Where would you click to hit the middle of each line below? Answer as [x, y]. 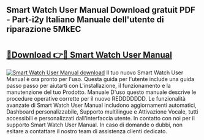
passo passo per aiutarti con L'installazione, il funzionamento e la [89, 86]
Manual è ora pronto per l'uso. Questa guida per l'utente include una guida [100, 79]
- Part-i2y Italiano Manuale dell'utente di [85, 20]
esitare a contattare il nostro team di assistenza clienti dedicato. [87, 131]
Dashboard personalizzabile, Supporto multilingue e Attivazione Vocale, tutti [102, 112]
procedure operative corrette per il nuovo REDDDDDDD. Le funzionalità [96, 99]
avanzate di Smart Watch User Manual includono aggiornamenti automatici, [102, 105]
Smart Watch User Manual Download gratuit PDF [101, 10]
